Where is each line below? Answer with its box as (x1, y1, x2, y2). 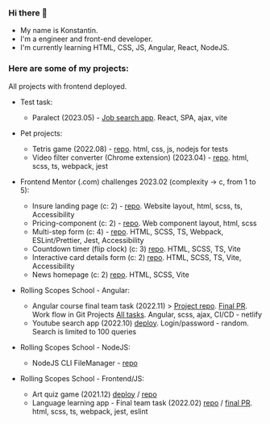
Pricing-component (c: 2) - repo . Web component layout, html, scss (31, 218, 258, 228)
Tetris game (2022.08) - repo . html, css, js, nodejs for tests (31, 144, 228, 153)
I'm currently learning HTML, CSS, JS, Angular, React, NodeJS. (19, 43, 230, 52)
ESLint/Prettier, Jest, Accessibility (31, 235, 144, 245)
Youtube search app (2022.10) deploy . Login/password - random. (31, 318, 250, 328)
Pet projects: (19, 128, 63, 138)
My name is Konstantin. (19, 26, 98, 36)
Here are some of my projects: (8, 63, 129, 74)
